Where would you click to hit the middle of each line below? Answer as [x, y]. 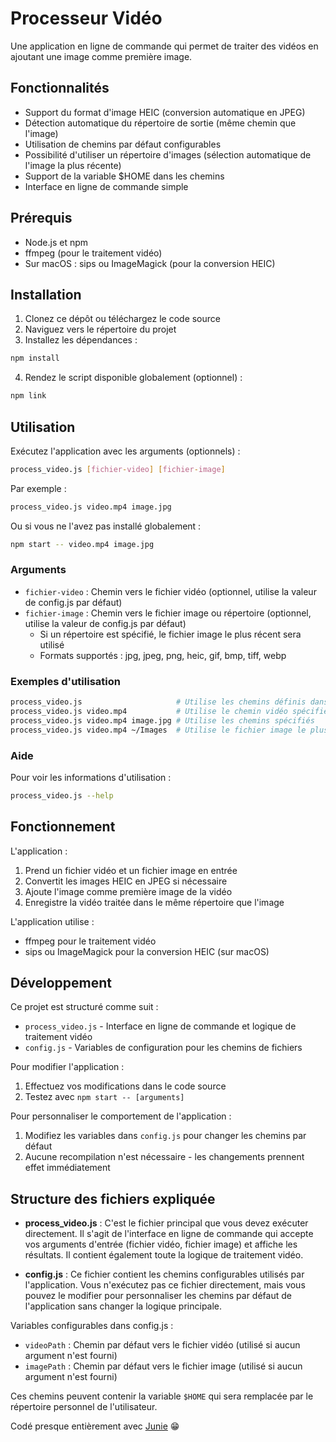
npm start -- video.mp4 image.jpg [82, 544]
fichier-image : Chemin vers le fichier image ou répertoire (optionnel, [168, 613]
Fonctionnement [63, 827]
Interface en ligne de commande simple [106, 186]
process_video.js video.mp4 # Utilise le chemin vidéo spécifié [169, 712]
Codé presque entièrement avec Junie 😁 [95, 1426]
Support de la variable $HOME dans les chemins [124, 176]
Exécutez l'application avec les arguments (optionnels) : [125, 451]
